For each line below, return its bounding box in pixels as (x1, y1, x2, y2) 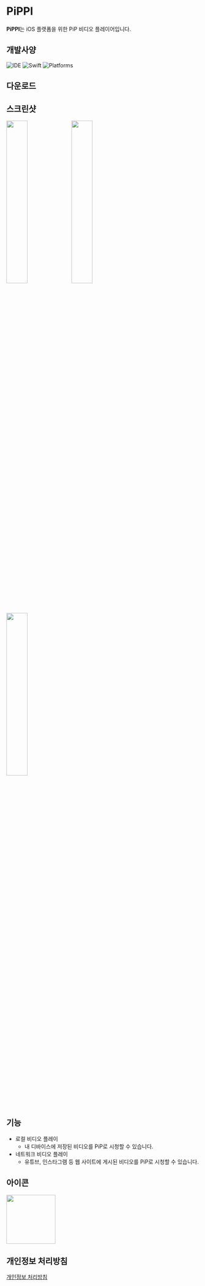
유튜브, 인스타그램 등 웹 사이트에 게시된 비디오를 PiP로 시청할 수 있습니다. (24, 1158, 199, 1165)
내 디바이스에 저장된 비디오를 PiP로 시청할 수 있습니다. (24, 1143, 154, 1150)
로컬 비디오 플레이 (15, 1135, 58, 1142)
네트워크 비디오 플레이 (15, 1150, 69, 1157)
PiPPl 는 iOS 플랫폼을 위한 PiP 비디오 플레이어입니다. (6, 25, 132, 32)
